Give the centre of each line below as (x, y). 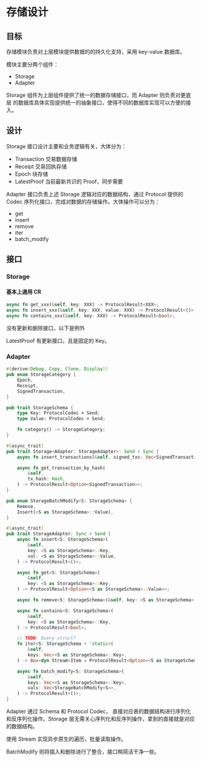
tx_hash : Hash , (47, 479)
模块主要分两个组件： (32, 64)
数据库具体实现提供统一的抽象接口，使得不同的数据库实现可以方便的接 (104, 103)
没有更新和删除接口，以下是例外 (45, 328)
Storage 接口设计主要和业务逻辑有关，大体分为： (66, 146)
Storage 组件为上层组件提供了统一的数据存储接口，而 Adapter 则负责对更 (96, 95)
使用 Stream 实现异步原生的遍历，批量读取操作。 (66, 739)
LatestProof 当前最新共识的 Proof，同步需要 (69, 181)
